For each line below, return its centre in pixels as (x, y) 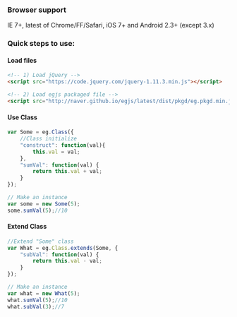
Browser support (37, 10)
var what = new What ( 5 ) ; (44, 293)
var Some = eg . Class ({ (41, 132)
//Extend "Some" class (41, 241)
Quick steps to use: (41, 44)
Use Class (22, 117)
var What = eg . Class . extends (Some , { (63, 248)
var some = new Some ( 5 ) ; (44, 204)
